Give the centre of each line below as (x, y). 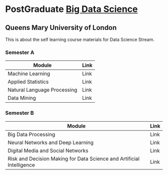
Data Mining (22, 98)
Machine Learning (29, 74)
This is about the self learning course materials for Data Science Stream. (80, 39)
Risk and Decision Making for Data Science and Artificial (74, 159)
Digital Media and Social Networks (48, 151)
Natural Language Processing (42, 90)
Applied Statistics (28, 82)
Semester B (19, 113)
